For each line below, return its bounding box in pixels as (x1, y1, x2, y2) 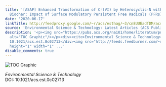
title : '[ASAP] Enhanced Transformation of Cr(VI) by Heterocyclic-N (5, 7, 152, 12)
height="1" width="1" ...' (9, 44, 65, 49)
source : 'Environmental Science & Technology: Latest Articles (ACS (5, 26, 149, 30)
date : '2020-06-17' (5, 16, 45, 21)
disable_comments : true (5, 48, 54, 53)
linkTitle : (5, 21, 28, 26)
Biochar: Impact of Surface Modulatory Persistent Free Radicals (9, 12, 147, 17)
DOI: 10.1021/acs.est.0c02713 (5, 77, 64, 83)
